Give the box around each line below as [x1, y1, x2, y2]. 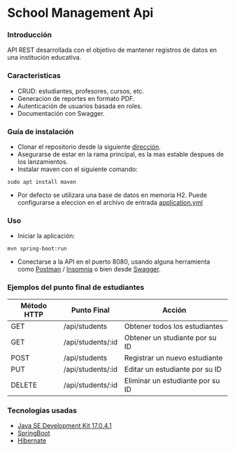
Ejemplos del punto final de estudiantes [7, 283, 145, 292]
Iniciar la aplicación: [17, 231, 76, 240]
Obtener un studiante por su [124, 332, 217, 342]
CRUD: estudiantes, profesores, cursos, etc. [17, 86, 145, 95]
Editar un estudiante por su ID [124, 364, 222, 374]
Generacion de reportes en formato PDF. [17, 94, 135, 102]
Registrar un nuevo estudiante [124, 353, 223, 363]
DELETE [10, 380, 37, 390]
